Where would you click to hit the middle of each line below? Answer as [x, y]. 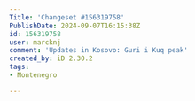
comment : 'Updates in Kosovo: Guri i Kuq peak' [99, 50]
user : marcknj [35, 42]
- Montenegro [33, 75]
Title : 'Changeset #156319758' [67, 17]
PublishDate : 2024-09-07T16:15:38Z [75, 26]
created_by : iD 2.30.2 [51, 58]
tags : [19, 67]
